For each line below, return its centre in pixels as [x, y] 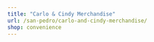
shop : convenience [34, 27]
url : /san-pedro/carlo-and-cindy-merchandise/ [77, 21]
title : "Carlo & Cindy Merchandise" [61, 14]
